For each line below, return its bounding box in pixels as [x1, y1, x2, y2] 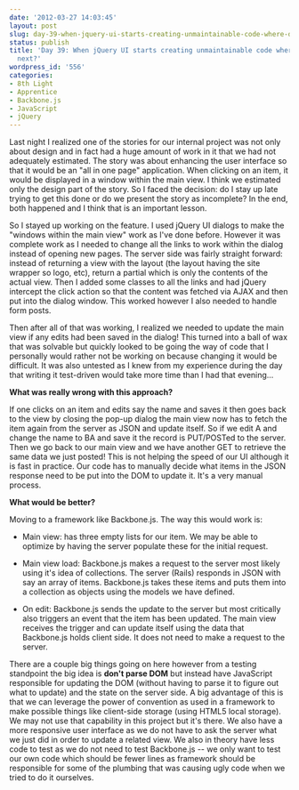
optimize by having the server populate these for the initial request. [21, 541, 269, 552]
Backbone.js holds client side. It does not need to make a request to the [21, 633, 286, 643]
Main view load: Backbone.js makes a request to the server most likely [21, 558, 280, 569]
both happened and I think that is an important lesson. [9, 203, 207, 214]
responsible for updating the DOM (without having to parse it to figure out [9, 678, 279, 689]
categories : [9, 71, 53, 80]
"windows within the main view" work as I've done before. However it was [9, 230, 281, 240]
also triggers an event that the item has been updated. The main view [21, 613, 277, 624]
